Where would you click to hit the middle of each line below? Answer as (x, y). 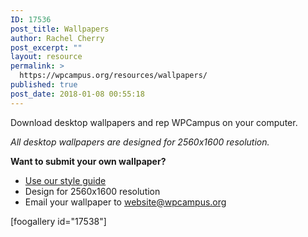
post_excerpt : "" (46, 47)
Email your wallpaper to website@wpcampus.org (125, 202)
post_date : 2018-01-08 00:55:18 (77, 94)
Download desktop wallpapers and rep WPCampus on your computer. (154, 122)
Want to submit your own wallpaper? (88, 161)
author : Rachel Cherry (57, 38)
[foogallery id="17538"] (58, 221)
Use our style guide (65, 180)
